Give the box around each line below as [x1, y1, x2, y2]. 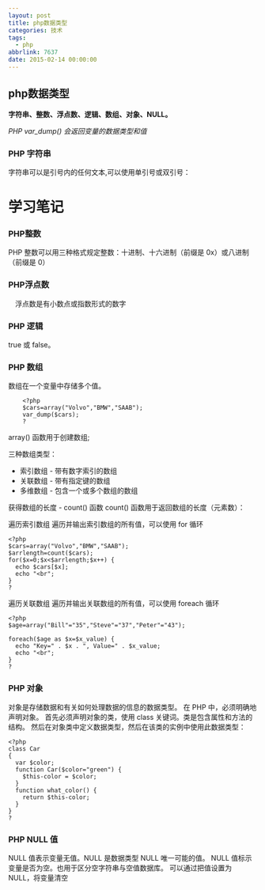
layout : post [8, 11, 51, 20]
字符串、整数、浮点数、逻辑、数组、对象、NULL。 [8, 109, 172, 119]
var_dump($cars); [22, 411, 80, 419]
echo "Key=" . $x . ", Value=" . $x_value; [15, 642, 161, 650]
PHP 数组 [8, 362, 44, 373]
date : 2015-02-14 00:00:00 [8, 56, 97, 64]
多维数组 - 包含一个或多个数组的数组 [19, 486, 138, 495]
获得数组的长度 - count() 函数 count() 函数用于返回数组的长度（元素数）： [8, 503, 245, 513]
